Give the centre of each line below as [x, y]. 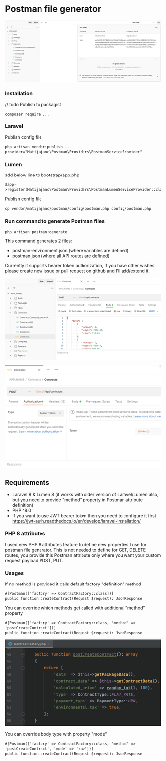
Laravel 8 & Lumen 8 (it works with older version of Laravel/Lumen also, [85, 495]
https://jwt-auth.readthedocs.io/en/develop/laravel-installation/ [76, 521]
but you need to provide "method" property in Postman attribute [78, 500]
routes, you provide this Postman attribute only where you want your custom [83, 555]
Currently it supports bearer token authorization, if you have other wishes [80, 266]
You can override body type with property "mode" [56, 734]
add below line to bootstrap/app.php [42, 175]
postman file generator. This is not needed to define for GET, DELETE [76, 550]
